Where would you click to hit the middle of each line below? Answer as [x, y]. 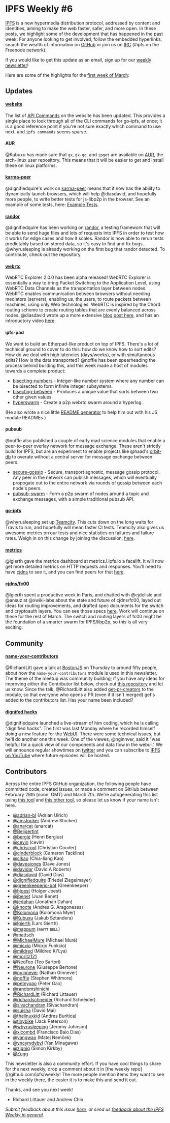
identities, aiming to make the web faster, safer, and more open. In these [81, 28]
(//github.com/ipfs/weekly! [33, 1074]
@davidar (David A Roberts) [42, 869]
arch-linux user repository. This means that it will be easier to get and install [84, 160]
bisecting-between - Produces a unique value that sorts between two [85, 391]
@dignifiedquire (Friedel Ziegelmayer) [52, 880]
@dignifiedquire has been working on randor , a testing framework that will [83, 227]
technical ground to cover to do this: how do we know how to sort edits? [81, 349]
